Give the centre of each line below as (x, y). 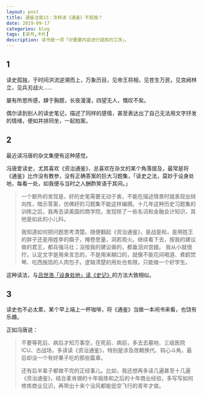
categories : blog (28, 29)
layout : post (23, 12)
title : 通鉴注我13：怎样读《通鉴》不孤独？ (54, 18)
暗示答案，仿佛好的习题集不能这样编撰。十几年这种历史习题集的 (117, 204)
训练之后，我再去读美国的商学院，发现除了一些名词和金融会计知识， (106, 211)
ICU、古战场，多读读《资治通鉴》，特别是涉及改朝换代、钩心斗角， (104, 350)
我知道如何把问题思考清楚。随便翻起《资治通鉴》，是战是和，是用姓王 (107, 232)
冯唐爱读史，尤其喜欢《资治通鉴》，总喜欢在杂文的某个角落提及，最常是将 (98, 168)
